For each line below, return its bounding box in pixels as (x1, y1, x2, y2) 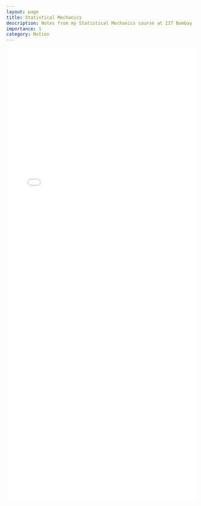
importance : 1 (6, 25, 42, 32)
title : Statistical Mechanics (6, 14, 82, 21)
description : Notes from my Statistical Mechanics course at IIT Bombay (6, 20, 193, 26)
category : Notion (6, 31, 50, 37)
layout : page (6, 8, 39, 15)
